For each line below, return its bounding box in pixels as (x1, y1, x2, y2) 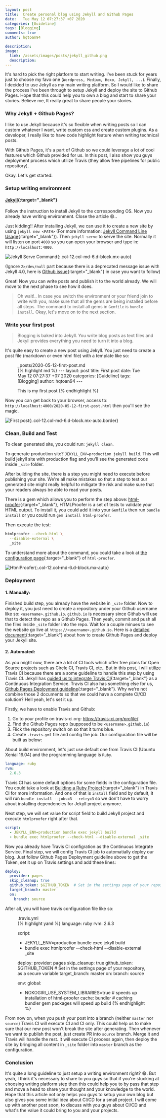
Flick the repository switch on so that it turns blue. (12, 726, 115, 732)
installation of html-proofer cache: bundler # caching (24, 995, 132, 1001)
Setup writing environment (5, 185, 71, 192)
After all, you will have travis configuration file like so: (5, 906, 114, 911)
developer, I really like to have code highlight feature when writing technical (5, 132, 159, 138)
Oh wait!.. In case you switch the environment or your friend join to (17, 293, 153, 299)
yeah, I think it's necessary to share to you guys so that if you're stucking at (5, 1076, 159, 1082)
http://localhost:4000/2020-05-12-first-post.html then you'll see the (5, 403, 150, 409)
